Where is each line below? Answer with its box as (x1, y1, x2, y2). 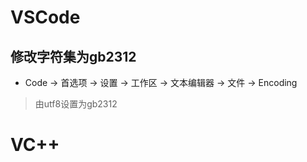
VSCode (10, 6, 81, 29)
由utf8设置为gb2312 (34, 98, 118, 110)
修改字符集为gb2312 (10, 48, 137, 65)
